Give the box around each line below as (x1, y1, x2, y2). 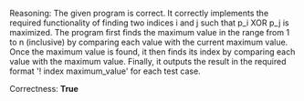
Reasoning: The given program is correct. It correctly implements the (9, 8, 269, 18)
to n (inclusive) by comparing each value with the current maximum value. (9, 36, 288, 47)
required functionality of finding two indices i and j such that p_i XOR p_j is (9, 17, 289, 28)
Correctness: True (9, 84, 79, 94)
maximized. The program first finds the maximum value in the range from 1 (9, 27, 290, 37)
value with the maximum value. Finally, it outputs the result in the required (9, 56, 287, 66)
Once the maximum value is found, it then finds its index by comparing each (9, 46, 296, 57)
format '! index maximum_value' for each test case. (9, 66, 201, 76)
